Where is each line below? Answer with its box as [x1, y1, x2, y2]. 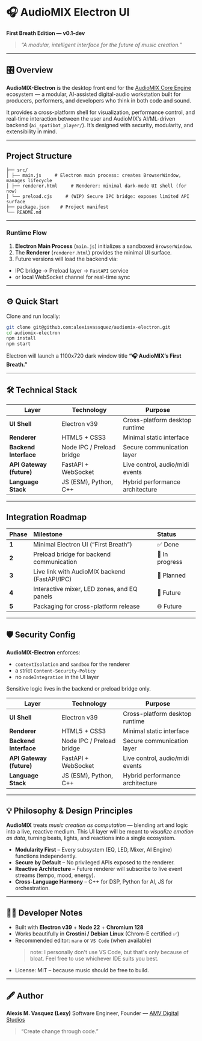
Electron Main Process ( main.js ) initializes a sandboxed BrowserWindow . [14, 242, 192, 250]
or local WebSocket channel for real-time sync [14, 273, 130, 280]
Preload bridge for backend [33, 550, 111, 558]
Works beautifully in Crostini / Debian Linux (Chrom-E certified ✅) [14, 930, 180, 937]
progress [157, 557, 183, 566]
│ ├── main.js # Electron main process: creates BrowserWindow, [6, 172, 182, 179]
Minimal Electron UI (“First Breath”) [33, 540, 132, 548]
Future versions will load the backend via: [14, 255, 118, 262]
